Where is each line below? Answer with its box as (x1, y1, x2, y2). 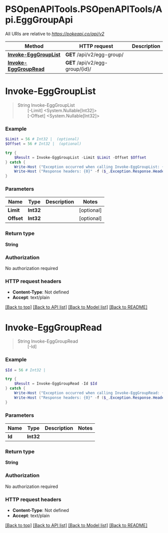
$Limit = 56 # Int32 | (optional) (5, 137, 79, 142)
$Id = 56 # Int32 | (5, 367, 46, 373)
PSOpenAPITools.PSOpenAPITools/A (5, 4, 162, 15)
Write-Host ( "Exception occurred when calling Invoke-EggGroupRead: (14, 391, 160, 396)
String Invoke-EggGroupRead (17, 338, 78, 344)
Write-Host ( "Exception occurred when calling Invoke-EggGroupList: (14, 164, 160, 169)
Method (24, 43, 44, 50)
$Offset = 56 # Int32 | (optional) (5, 141, 81, 146)
